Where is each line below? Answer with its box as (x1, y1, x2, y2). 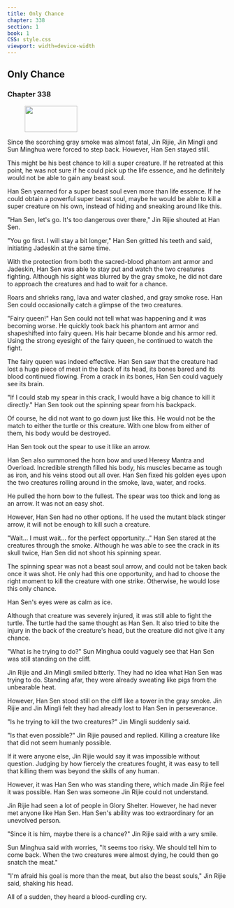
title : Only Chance (7, 10, 64, 17)
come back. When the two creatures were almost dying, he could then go (7, 850, 219, 859)
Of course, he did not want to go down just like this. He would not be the (7, 413, 216, 423)
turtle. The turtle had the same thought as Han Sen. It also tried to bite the (7, 619, 220, 627)
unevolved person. (7, 816, 61, 824)
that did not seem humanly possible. (7, 738, 112, 747)
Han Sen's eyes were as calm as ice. (7, 598, 113, 606)
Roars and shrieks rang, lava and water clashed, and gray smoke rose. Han (7, 293, 224, 301)
